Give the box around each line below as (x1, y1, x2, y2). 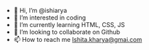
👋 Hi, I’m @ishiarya (13, 7, 67, 14)
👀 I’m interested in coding (13, 14, 87, 22)
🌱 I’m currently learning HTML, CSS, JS (13, 21, 125, 28)
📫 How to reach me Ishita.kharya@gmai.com (13, 36, 142, 43)
